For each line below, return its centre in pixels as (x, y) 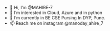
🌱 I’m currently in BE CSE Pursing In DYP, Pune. (57, 18)
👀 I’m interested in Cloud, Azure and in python (56, 13)
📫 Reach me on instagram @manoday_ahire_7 (56, 23)
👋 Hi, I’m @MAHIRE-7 (31, 8)
